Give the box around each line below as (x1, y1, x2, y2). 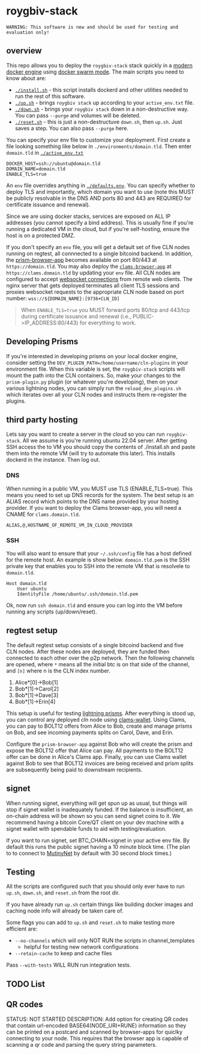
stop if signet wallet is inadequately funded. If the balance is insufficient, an (6, 805, 193, 813)
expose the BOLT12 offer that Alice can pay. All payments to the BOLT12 (6, 746, 184, 754)
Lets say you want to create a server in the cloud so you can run (6, 430, 165, 438)
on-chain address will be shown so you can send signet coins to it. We (6, 812, 181, 819)
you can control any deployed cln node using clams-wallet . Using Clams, (6, 716, 187, 723)
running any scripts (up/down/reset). (6, 608, 97, 615)
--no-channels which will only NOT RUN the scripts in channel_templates (14, 937, 195, 944)
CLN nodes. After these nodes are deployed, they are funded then (6, 648, 170, 655)
